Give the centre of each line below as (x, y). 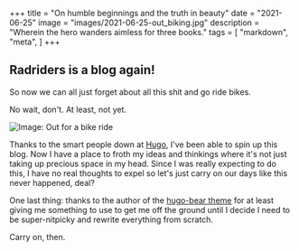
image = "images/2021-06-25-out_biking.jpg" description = (149, 23)
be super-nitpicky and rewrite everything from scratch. (112, 219)
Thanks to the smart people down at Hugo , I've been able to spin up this (144, 144)
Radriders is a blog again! (82, 70)
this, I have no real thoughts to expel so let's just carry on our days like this (149, 173)
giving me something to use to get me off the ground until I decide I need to (150, 209)
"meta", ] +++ (35, 42)
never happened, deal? (52, 182)
